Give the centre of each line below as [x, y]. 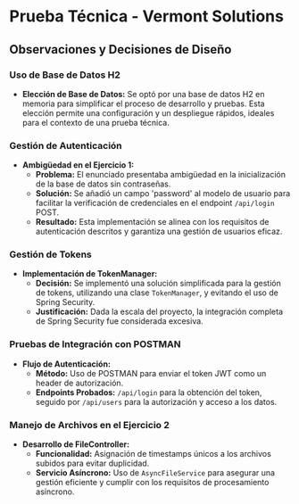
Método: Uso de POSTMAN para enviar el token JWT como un [151, 373]
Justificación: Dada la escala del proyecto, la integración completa [159, 312]
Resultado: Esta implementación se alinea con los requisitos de [152, 222]
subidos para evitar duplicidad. [92, 463]
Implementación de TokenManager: [90, 274]
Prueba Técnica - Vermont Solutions [146, 17]
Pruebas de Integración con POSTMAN [95, 344]
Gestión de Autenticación [66, 145]
